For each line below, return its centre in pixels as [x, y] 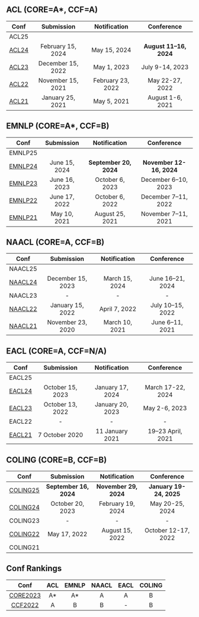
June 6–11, [167, 322]
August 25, [110, 213]
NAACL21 [23, 326]
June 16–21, [167, 279]
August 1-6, [165, 97]
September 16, [67, 487]
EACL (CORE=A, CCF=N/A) [57, 351]
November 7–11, [165, 213]
